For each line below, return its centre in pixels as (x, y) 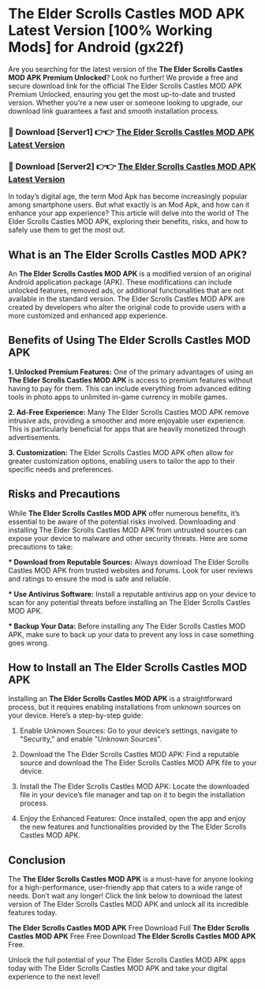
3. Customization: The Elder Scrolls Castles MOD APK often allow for (121, 452)
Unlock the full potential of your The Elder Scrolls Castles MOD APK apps (127, 960)
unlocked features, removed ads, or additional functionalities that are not (126, 290)
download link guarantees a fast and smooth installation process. (114, 110)
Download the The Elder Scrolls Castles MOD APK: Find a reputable (129, 755)
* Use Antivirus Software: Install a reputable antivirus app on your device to (132, 594)
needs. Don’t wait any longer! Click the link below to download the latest (125, 896)
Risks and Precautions (64, 494)
